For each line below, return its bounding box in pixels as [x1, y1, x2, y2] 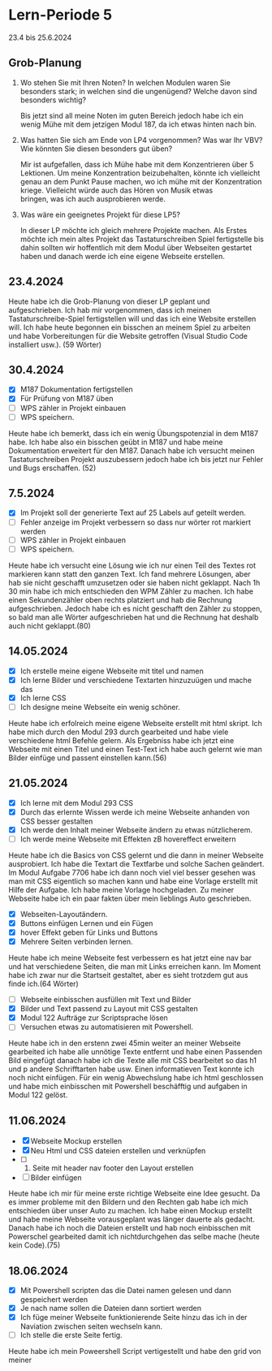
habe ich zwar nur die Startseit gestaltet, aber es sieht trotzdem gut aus [8, 971, 248, 980]
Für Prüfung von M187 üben [19, 394, 114, 404]
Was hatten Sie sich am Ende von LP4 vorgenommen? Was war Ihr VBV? [19, 135, 263, 145]
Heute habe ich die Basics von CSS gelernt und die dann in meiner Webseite [8, 850, 264, 860]
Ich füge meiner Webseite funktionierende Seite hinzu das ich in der [19, 1313, 248, 1322]
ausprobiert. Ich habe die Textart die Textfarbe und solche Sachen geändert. [8, 858, 265, 868]
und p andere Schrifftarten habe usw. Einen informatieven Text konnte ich [8, 1064, 255, 1074]
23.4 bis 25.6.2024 [8, 32, 72, 42]
